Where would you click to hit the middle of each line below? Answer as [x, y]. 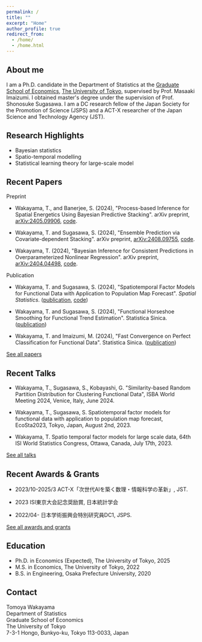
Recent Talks [31, 373]
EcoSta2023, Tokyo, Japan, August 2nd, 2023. [73, 425]
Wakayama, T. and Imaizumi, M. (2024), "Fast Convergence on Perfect [103, 336]
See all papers [24, 355]
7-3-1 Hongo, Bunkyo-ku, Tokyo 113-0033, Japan [68, 632]
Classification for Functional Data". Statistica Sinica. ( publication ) [96, 342]
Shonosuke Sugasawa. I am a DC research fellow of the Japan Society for [98, 104]
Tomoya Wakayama [31, 607]
